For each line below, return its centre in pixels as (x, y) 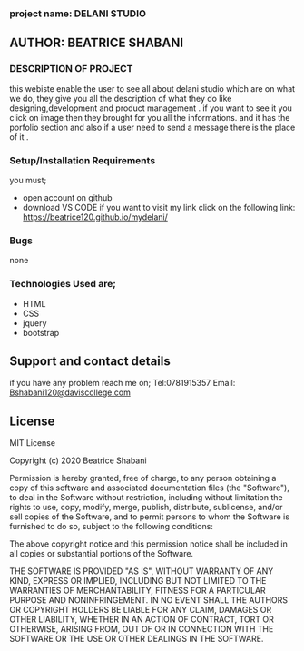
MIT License (33, 443)
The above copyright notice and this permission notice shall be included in (148, 544)
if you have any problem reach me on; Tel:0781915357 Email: (123, 383)
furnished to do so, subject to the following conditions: (111, 527)
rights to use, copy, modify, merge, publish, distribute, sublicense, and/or (146, 508)
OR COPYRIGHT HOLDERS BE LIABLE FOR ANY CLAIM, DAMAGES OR (141, 610)
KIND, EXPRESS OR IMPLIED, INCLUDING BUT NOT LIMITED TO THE (138, 581)
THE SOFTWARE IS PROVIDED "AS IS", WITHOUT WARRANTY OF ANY (142, 571)
